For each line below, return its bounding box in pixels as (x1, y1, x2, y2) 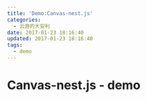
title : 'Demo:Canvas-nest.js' (7, 10, 94, 17)
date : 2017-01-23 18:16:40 (7, 29, 84, 36)
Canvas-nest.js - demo (7, 78, 141, 93)
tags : (7, 42, 23, 48)
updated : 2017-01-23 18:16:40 (7, 36, 94, 42)
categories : (7, 16, 41, 23)
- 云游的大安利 (13, 23, 51, 29)
